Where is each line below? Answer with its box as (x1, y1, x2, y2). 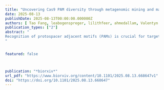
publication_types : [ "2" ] (5, 25, 58, 30)
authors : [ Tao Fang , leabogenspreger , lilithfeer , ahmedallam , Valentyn (5, 20, 159, 26)
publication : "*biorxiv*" (5, 69, 58, 74)
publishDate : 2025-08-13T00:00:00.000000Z (5, 16, 93, 21)
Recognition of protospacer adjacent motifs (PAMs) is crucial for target (5, 34, 161, 39)
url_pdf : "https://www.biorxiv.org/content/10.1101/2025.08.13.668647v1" (5, 73, 159, 78)
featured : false (5, 51, 38, 56)
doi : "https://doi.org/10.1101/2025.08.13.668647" (5, 78, 110, 83)
